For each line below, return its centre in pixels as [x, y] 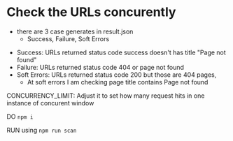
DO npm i [20, 117]
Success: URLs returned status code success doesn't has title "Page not [121, 52]
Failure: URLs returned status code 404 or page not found [100, 67]
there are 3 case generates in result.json [75, 31]
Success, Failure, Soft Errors [68, 38]
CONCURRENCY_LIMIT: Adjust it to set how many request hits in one [106, 96]
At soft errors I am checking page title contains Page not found [118, 82]
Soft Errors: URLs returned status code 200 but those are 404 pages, [116, 75]
